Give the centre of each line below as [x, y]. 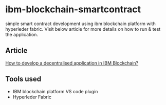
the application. [22, 34]
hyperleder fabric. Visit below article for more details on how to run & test [83, 29]
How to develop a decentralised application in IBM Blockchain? [72, 63]
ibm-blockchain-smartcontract [73, 9]
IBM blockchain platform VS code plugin [55, 91]
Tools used [23, 79]
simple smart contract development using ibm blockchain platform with [80, 24]
